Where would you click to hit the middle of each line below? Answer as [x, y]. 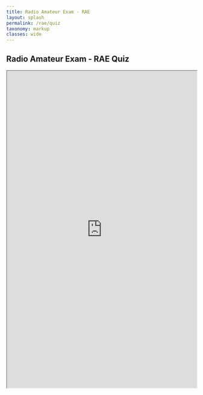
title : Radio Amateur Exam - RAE [48, 12]
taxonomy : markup [28, 29]
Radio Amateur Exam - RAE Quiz [68, 59]
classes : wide [24, 34]
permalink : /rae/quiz [33, 23]
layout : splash [25, 18]
